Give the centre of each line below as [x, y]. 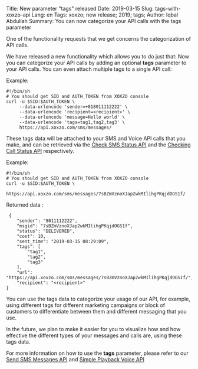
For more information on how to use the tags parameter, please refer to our [97, 353]
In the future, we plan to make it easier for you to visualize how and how [93, 329]
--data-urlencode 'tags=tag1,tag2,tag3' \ [72, 122]
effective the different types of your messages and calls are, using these [94, 335]
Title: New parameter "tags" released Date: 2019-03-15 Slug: [80, 9]
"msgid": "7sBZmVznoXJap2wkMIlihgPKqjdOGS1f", [75, 226]
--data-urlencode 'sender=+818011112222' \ [73, 107]
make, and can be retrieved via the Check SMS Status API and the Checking [98, 145]
